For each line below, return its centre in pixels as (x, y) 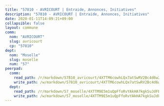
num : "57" (19, 64)
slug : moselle (24, 60)
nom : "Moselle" (25, 55)
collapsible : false (25, 23)
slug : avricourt (26, 42)
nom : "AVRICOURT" (27, 37)
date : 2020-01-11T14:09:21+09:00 (39, 19)
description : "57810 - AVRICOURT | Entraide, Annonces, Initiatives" (77, 14)
